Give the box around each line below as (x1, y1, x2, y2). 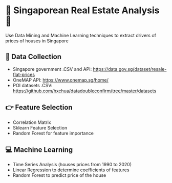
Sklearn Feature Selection (12, 124, 68, 130)
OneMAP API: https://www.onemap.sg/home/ (12, 76, 109, 83)
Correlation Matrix (12, 119, 51, 125)
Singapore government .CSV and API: (12, 66, 92, 72)
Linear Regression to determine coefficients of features (12, 167, 130, 173)
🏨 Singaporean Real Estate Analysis (5, 5, 160, 16)
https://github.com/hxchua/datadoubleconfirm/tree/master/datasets (12, 88, 157, 94)
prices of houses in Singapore (5, 38, 69, 44)
